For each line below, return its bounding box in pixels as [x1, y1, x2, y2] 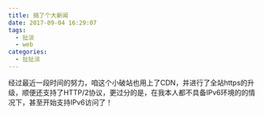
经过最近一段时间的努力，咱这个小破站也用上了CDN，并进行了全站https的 [8, 78, 248, 87]
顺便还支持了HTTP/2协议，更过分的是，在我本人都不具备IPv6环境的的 [21, 87, 249, 97]
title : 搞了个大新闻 [8, 11, 69, 20]
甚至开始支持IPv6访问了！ [28, 97, 113, 107]
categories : [8, 48, 47, 56]
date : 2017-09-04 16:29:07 [8, 19, 97, 27]
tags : [8, 26, 26, 34]
